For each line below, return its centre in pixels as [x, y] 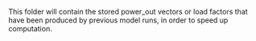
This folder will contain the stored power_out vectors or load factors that [128, 12]
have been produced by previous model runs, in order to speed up [118, 20]
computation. [30, 29]
